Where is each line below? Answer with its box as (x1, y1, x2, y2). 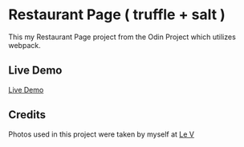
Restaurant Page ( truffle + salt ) (8, 6, 226, 24)
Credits (8, 108, 47, 121)
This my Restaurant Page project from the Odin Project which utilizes (8, 32, 237, 42)
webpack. (8, 40, 42, 50)
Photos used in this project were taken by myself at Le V (8, 129, 195, 139)
